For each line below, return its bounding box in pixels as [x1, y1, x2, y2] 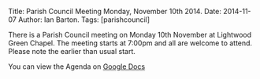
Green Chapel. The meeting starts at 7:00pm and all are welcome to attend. [8, 38, 253, 48]
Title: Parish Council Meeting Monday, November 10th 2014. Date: [8, 7, 222, 16]
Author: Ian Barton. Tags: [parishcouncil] [18, 15, 150, 24]
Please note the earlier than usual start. [8, 47, 136, 56]
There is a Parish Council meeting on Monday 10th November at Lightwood [8, 31, 252, 39]
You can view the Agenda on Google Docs [8, 62, 146, 71]
